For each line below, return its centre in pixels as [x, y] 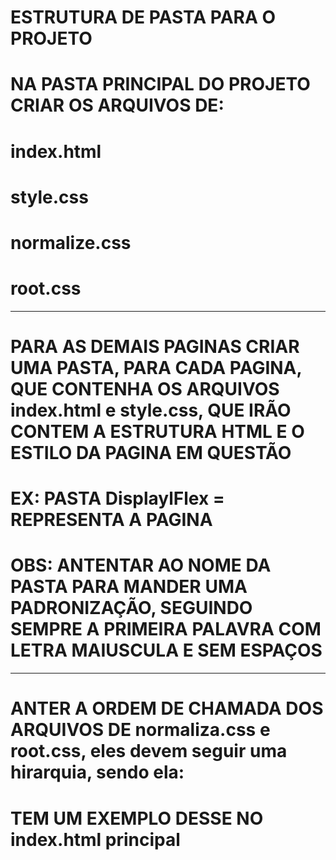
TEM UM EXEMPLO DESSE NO [137, 818]
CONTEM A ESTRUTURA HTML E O [157, 432]
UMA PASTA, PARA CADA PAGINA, [156, 368]
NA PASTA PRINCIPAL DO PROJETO [160, 84]
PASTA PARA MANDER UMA [129, 587]
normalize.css [71, 242]
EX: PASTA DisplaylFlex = [117, 498]
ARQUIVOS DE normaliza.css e [140, 730]
